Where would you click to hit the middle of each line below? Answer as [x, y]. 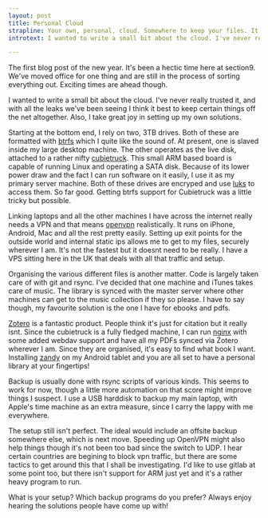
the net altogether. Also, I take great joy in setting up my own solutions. [125, 118]
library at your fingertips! [49, 366]
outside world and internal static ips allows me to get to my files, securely [129, 241]
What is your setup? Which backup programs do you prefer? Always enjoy [130, 497]
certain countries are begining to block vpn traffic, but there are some [123, 456]
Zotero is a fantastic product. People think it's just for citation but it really [128, 324]
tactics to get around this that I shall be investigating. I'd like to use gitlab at [132, 465]
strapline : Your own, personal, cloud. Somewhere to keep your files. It [134, 30]
